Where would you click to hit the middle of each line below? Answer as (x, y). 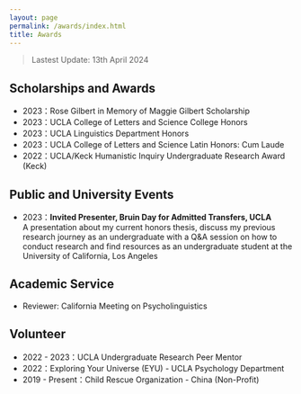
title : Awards (36, 34)
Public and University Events (92, 194)
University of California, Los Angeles (90, 256)
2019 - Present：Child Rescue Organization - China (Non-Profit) (141, 380)
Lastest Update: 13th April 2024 (90, 60)
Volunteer (38, 334)
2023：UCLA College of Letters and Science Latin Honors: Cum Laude (153, 145)
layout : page (34, 18)
